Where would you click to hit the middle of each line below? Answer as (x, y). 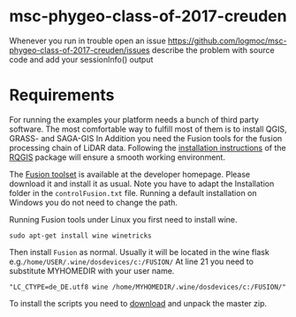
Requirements (62, 95)
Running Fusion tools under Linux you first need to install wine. (123, 219)
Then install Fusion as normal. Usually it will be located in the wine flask (139, 252)
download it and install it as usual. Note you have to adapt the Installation (142, 184)
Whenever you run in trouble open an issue (87, 41)
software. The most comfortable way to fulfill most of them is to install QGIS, (148, 129)
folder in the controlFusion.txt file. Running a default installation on (133, 192)
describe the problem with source (213, 49)
